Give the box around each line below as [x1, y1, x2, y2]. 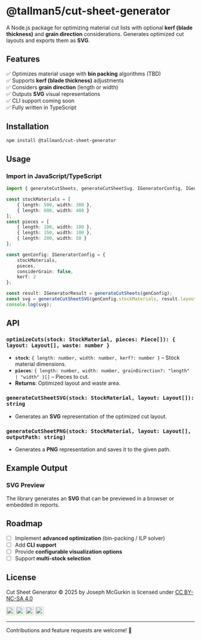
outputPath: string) [6, 433, 66, 440]
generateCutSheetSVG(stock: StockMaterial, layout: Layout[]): [6, 394, 194, 401]
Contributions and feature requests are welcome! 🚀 [6, 626, 132, 633]
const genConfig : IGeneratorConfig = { [6, 252, 106, 258]
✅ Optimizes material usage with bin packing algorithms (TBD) [6, 70, 162, 77]
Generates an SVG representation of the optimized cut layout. [14, 412, 167, 420]
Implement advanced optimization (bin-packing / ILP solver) [14, 535, 166, 542]
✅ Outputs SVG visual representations [6, 90, 100, 97]
